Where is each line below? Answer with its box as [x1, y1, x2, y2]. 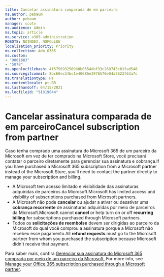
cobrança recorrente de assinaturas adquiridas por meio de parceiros [12, 205, 155, 211]
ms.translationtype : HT [5, 76, 54, 81]
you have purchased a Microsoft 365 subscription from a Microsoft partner [5, 163, 157, 170]
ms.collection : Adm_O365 [5, 48, 56, 53]
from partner [5, 131, 59, 143]
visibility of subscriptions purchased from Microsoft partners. [12, 194, 137, 200]
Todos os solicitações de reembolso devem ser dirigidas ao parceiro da [12, 220, 159, 226]
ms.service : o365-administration [5, 35, 74, 40]
